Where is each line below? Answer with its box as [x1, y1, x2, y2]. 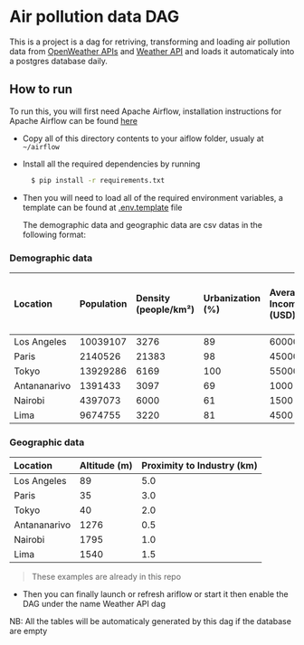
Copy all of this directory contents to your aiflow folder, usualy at [22, 133, 264, 144]
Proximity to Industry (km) [141, 460, 258, 472]
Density [135, 291, 170, 304]
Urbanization [203, 291, 261, 304]
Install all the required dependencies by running [22, 158, 201, 169]
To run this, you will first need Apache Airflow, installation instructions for [9, 106, 282, 117]
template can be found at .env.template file [22, 202, 183, 213]
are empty [9, 626, 48, 637]
